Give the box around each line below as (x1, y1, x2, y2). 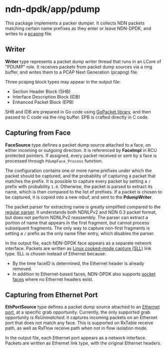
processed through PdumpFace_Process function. (5, 157, 103, 163)
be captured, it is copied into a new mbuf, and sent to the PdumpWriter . (5, 194, 153, 200)
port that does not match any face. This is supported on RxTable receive (5, 320, 154, 326)
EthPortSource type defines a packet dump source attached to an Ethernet (5, 304, 160, 310)
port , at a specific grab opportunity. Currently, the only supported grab (5, 309, 151, 315)
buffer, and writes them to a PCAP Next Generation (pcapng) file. (5, 69, 139, 75)
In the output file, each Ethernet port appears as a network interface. (5, 335, 147, 341)
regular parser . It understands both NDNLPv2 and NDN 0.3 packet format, (5, 209, 157, 215)
